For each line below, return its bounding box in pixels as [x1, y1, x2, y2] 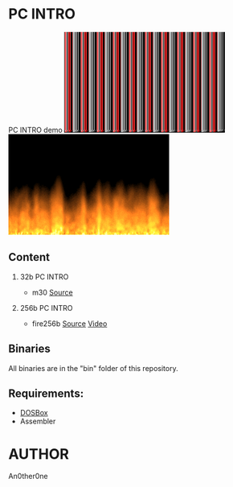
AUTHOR [8, 444, 70, 463]
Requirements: [8, 386, 84, 400]
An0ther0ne [8, 472, 48, 481]
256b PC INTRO [19, 303, 73, 312]
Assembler [19, 416, 56, 427]
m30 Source [31, 287, 74, 297]
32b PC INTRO [19, 271, 69, 282]
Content [8, 250, 51, 264]
